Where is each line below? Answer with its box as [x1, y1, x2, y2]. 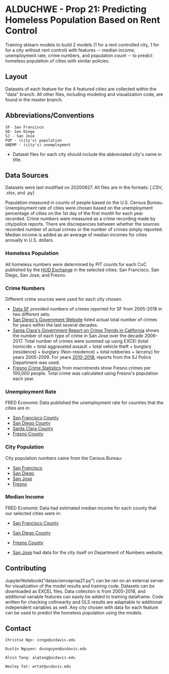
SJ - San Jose [5, 133, 35, 138]
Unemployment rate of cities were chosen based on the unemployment [5, 205, 153, 211]
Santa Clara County [12, 426, 53, 432]
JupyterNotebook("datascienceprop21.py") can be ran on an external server [5, 577, 164, 584]
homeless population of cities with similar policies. [5, 58, 110, 64]
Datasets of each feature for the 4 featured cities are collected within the [5, 86, 157, 92]
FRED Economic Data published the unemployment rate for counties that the [5, 400, 164, 406]
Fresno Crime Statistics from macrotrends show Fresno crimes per [12, 365, 151, 371]
